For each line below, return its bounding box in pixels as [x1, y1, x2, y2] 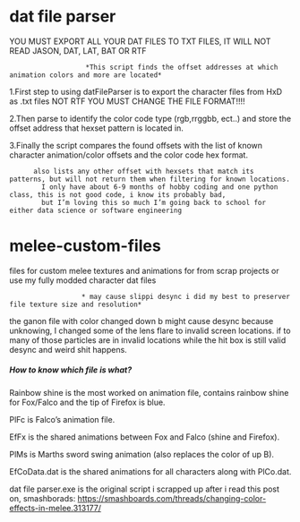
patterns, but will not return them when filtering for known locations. [9, 175, 291, 184]
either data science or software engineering [9, 206, 182, 215]
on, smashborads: [9, 492, 76, 503]
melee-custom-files [9, 235, 161, 256]
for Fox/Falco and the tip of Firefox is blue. [9, 397, 166, 407]
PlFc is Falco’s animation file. [9, 414, 116, 424]
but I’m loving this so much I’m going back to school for [41, 198, 267, 207]
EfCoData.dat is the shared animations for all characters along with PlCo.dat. [9, 466, 292, 476]
